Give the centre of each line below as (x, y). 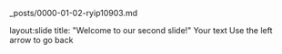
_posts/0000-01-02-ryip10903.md (74, 13)
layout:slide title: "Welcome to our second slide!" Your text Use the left (141, 30)
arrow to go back (41, 40)
